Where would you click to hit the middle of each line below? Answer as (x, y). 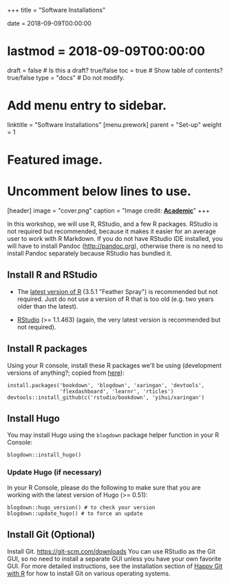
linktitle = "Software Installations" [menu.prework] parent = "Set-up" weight (114, 124)
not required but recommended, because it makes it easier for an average (112, 231)
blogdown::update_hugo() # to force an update (75, 514)
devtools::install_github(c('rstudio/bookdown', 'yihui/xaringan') (106, 397)
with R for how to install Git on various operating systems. (89, 573)
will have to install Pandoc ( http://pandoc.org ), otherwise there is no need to (115, 246)
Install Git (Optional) (51, 535)
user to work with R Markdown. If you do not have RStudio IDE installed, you (115, 239)
